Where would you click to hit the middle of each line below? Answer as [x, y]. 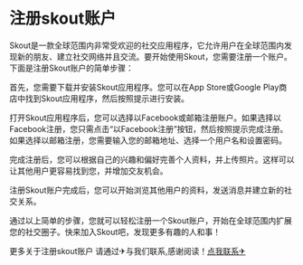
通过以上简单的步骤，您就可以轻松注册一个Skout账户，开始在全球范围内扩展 [151, 220]
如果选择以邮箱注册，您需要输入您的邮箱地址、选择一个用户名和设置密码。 [148, 140]
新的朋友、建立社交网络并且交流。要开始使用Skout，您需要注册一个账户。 [154, 56]
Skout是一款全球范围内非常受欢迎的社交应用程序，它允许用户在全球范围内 [147, 45]
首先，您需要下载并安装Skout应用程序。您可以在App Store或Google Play [144, 87]
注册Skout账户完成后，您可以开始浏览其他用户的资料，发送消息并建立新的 [147, 190]
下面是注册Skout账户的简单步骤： [71, 68]
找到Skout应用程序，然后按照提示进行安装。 [107, 98]
